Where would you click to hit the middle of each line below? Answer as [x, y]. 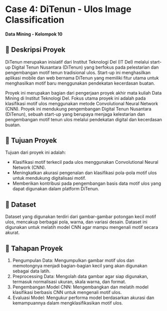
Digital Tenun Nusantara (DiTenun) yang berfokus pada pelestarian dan [85, 67]
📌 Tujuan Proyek [31, 140]
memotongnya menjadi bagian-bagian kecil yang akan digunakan [80, 266]
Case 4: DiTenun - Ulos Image [68, 9]
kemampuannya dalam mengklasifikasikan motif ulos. [68, 303]
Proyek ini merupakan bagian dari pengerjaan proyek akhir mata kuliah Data [83, 93]
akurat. [13, 233]
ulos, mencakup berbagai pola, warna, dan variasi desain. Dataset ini [76, 222]
